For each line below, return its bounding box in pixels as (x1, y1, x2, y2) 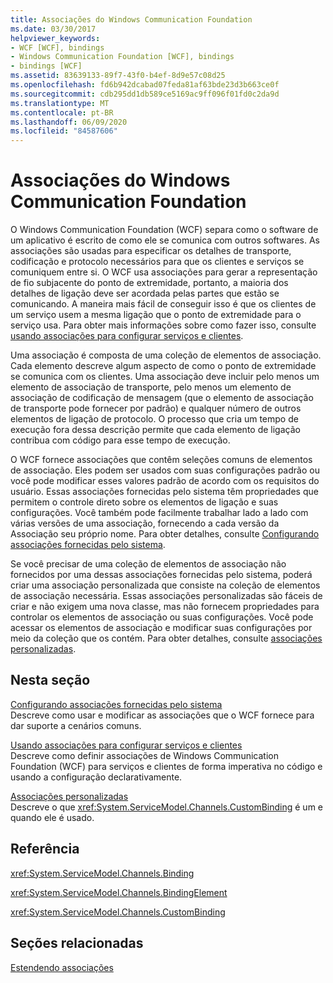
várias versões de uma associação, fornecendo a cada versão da (10, 517, 280, 530)
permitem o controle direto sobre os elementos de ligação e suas (10, 496, 279, 508)
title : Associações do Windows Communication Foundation (10, 14, 253, 25)
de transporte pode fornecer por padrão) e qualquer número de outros (10, 402, 302, 415)
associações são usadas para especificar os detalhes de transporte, (10, 245, 292, 257)
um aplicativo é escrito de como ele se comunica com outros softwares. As (10, 234, 320, 246)
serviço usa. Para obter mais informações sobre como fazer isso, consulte (10, 319, 317, 331)
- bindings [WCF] (10, 61, 83, 71)
